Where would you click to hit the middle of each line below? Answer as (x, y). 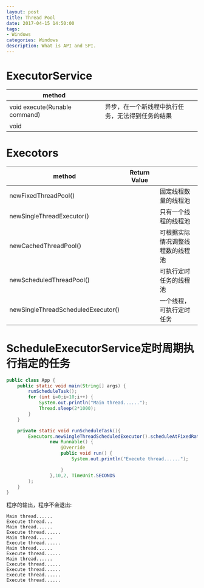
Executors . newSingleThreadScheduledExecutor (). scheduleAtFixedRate (115, 436)
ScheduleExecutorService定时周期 (95, 348)
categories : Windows (32, 40)
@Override (73, 448)
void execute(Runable (40, 107)
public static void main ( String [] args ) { (72, 386)
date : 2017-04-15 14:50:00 (40, 23)
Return (140, 172)
